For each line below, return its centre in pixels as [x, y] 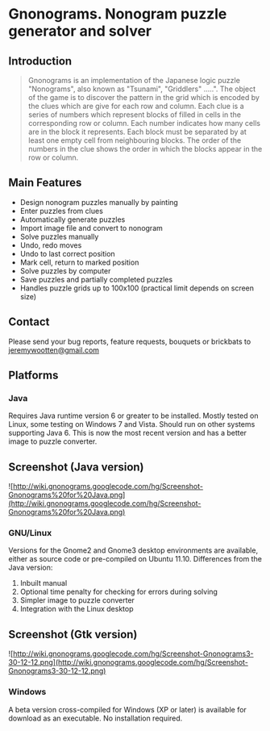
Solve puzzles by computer [65, 270]
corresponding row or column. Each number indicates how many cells [144, 123]
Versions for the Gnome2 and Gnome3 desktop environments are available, [133, 550]
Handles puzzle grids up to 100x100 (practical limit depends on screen [137, 288]
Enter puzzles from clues [61, 211]
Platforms [33, 376]
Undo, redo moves [51, 245]
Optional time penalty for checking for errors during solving [118, 592]
